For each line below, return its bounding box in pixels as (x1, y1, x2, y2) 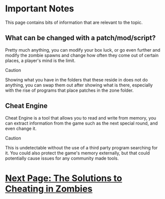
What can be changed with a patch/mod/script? (5, 34, 156, 42)
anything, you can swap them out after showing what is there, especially (5, 82, 153, 88)
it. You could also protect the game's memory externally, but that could (5, 150, 150, 156)
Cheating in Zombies (5, 183, 93, 194)
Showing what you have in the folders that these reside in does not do (5, 76, 148, 82)
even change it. (5, 125, 37, 132)
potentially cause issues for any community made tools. (5, 155, 119, 161)
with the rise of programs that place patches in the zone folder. (5, 87, 134, 93)
